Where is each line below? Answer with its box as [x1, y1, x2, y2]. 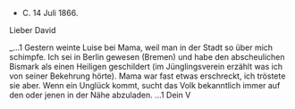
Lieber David [9, 25, 56, 35]
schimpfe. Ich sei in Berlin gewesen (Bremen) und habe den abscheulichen [9, 52, 285, 62]
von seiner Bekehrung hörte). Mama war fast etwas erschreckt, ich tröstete [9, 71, 286, 81]
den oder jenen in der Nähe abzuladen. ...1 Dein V [9, 89, 191, 100]
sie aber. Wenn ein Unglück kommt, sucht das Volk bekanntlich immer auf [9, 80, 281, 90]
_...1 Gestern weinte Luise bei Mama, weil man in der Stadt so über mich [9, 42, 274, 53]
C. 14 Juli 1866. [21, 8, 79, 18]
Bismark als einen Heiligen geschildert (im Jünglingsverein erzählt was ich [9, 62, 283, 71]
